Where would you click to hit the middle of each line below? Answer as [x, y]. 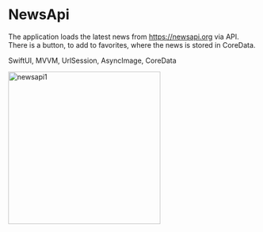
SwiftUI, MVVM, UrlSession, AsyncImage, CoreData [92, 60]
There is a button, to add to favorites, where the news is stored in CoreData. [132, 44]
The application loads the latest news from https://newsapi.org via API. [124, 37]
